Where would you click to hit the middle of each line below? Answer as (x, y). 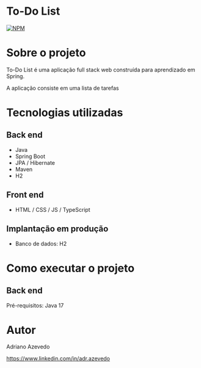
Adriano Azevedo (28, 347)
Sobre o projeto (46, 53)
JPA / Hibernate (35, 162)
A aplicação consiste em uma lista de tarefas (63, 88)
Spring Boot (30, 156)
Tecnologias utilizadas (65, 113)
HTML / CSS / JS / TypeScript (53, 209)
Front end (25, 195)
